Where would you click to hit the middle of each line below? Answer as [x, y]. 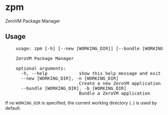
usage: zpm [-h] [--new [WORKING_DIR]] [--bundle [78, 48]
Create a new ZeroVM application [120, 83]
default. [13, 108]
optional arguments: [41, 68]
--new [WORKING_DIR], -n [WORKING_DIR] [70, 78]
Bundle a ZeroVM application [115, 93]
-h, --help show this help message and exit [91, 73]
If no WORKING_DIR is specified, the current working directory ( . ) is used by [81, 103]
